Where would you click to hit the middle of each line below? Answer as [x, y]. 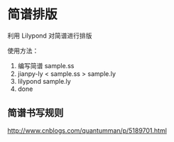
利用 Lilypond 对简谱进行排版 [50, 35]
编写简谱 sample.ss [46, 65]
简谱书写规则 [36, 113]
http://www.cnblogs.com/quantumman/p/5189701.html [87, 130]
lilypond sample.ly [44, 81]
